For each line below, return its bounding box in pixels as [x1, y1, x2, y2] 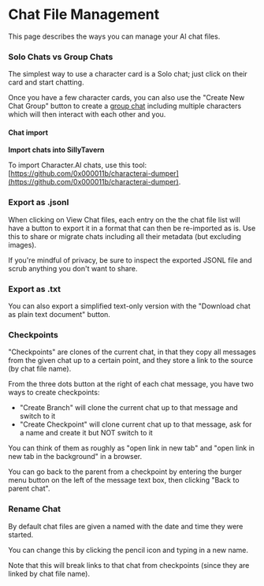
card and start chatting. [8, 77, 84, 88]
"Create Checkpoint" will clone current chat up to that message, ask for [19, 420, 252, 429]
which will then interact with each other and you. [8, 110, 166, 119]
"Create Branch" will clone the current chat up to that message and [19, 403, 238, 412]
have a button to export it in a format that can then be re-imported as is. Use [8, 223, 256, 233]
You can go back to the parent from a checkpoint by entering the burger [8, 467, 243, 476]
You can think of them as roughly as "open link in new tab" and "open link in [8, 443, 255, 453]
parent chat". [8, 483, 50, 494]
